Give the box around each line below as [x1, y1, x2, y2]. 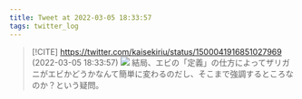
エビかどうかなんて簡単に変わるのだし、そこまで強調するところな [47, 68, 295, 79]
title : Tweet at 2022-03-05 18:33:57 [9, 13, 152, 22]
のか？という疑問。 [31, 79, 104, 90]
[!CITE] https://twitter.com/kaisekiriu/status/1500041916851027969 [31, 46, 283, 57]
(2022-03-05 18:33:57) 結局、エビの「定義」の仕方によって [31, 57, 267, 67]
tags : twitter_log [9, 22, 79, 31]
